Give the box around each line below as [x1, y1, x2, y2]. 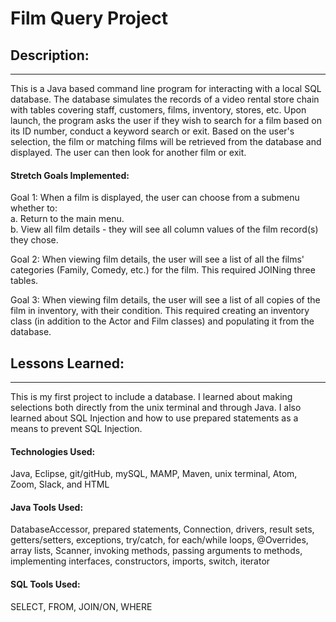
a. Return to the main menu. [10, 213, 125, 225]
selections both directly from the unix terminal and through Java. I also [10, 402, 302, 414]
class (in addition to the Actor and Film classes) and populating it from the [10, 315, 315, 327]
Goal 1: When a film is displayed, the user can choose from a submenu [10, 192, 300, 204]
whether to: [10, 202, 58, 214]
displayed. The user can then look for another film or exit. [10, 147, 247, 158]
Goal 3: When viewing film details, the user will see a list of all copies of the [10, 294, 321, 306]
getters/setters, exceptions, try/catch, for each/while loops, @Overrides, [10, 534, 309, 546]
